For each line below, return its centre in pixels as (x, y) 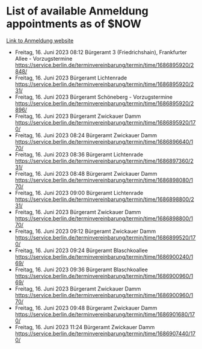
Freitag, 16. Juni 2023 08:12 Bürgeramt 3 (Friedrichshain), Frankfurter (101, 52)
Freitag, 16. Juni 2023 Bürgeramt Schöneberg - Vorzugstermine (94, 97)
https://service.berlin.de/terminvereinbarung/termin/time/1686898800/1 (104, 218)
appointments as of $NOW (74, 24)
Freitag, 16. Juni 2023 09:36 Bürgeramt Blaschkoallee (81, 270)
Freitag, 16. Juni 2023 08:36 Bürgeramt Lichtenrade (79, 154)
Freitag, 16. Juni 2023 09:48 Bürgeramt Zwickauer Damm (86, 307)
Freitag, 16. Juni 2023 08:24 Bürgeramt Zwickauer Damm (86, 135)
